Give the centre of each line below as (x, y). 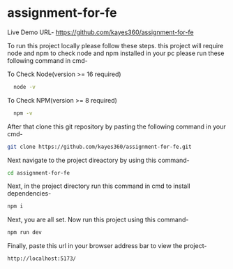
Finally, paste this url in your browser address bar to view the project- (107, 246)
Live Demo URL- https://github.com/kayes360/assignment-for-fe (100, 32)
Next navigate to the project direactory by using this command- (98, 160)
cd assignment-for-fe (39, 173)
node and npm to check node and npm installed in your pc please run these (116, 53)
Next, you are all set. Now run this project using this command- (98, 220)
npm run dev (24, 233)
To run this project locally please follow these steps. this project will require (115, 45)
